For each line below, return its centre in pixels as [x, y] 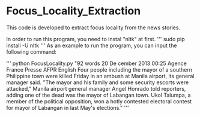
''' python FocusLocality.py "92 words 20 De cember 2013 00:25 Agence [97, 63]
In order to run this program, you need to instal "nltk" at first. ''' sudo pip [95, 39]
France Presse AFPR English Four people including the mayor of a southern [99, 69]
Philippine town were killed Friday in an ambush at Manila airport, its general [100, 76]
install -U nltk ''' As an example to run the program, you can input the [92, 45]
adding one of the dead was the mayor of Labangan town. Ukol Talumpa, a [98, 95]
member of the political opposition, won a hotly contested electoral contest [99, 101]
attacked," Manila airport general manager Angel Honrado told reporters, [96, 88]
